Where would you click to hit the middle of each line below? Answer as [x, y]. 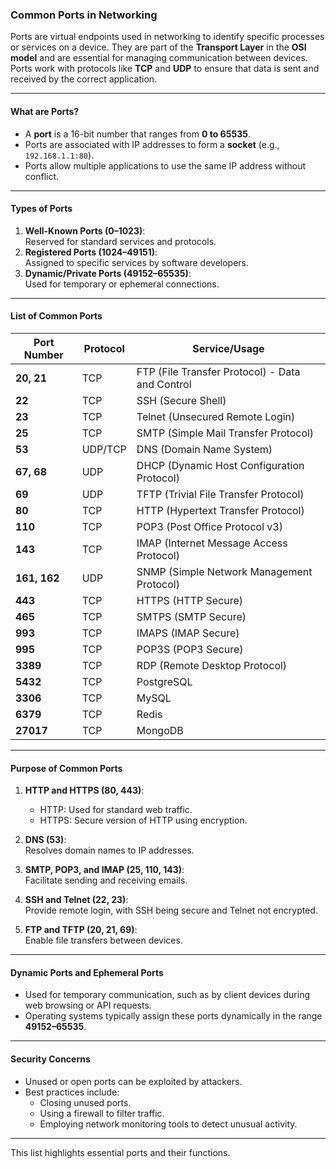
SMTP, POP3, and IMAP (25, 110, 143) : [104, 870]
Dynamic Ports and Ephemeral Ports [87, 972]
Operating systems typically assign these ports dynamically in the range [173, 1016]
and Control [164, 384]
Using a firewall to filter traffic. [102, 1113]
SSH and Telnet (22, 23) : [76, 900]
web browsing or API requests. [88, 1005]
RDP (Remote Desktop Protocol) [212, 665]
